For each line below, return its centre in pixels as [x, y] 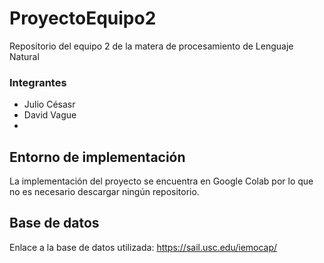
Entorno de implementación [97, 157]
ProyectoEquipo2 [83, 18]
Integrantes [38, 82]
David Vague [50, 115]
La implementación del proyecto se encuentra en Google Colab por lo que [161, 181]
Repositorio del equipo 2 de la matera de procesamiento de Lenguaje [151, 46]
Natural [24, 56]
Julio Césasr [49, 104]
